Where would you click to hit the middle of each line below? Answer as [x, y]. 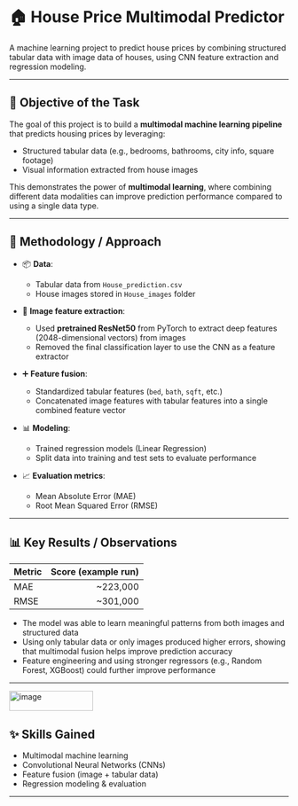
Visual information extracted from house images [110, 169]
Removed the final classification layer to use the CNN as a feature [155, 347]
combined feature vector [80, 410]
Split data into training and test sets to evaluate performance [146, 458]
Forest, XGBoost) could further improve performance [118, 670]
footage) [38, 160]
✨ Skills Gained [52, 734]
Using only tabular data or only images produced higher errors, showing [154, 642]
